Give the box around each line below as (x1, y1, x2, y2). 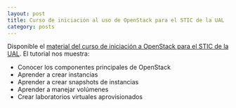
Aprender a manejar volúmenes (17, 85, 109, 94)
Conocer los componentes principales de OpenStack (17, 63, 171, 72)
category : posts (7, 23, 55, 30)
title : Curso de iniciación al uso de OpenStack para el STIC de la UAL (7, 17, 225, 24)
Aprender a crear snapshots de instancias (17, 78, 139, 86)
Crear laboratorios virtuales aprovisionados (17, 93, 143, 101)
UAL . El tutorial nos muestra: (7, 49, 90, 58)
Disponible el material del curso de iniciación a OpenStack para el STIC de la (7, 43, 229, 51)
